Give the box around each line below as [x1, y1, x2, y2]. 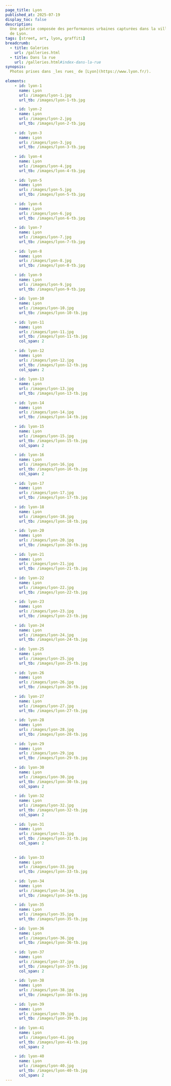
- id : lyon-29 [14, 741, 44, 746]
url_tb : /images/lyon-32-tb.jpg [18, 807, 88, 812]
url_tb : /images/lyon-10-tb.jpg [18, 310, 88, 315]
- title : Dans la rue [10, 55, 56, 60]
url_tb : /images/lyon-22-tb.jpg [18, 589, 88, 595]
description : [5, 21, 33, 27]
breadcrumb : [5, 41, 31, 46]
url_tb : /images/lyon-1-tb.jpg [18, 97, 85, 102]
